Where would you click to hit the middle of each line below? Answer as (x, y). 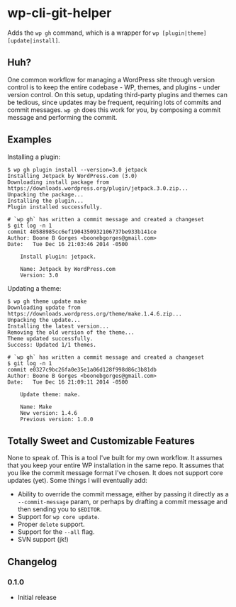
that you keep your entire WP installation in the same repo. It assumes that (116, 465)
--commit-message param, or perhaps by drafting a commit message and (123, 502)
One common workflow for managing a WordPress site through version (111, 79)
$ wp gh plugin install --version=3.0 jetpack (77, 169)
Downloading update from (44, 307)
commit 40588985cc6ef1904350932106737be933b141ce (82, 232)
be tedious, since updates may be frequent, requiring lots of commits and (114, 102)
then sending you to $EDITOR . (60, 509)
